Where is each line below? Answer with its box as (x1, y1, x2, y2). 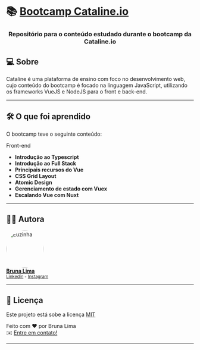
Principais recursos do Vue (14, 166, 84, 173)
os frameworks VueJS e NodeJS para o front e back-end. (6, 87, 148, 95)
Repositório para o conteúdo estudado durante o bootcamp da (8, 30, 192, 39)
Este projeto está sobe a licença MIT (6, 311, 96, 318)
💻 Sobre (6, 57, 39, 67)
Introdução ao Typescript (14, 153, 79, 161)
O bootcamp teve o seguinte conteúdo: (6, 130, 102, 137)
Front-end (6, 142, 31, 149)
